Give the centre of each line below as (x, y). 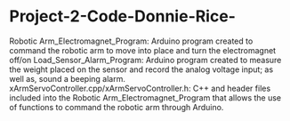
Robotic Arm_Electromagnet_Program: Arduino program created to (131, 41)
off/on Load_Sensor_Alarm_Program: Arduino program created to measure (145, 60)
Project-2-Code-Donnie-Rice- (122, 16)
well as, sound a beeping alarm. (68, 78)
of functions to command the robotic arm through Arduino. (117, 107)
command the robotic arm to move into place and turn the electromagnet (143, 50)
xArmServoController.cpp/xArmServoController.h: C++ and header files (140, 88)
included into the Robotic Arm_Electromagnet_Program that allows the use (145, 97)
